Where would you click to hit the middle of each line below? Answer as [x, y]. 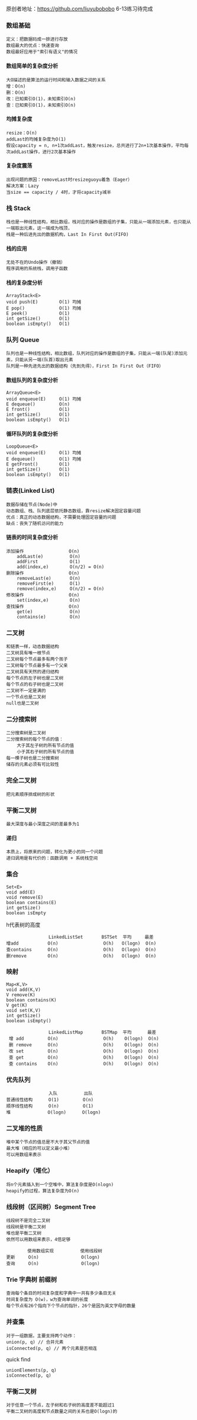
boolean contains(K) [32, 1000]
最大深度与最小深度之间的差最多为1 [43, 824]
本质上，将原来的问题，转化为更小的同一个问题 [55, 852]
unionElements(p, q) [32, 1370]
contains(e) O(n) [49, 617]
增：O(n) [16, 86]
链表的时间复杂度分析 [32, 537]
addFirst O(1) [49, 561]
